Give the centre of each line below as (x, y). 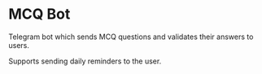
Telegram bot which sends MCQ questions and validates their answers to (131, 37)
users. (19, 45)
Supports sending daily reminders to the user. (85, 61)
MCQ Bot (39, 14)
